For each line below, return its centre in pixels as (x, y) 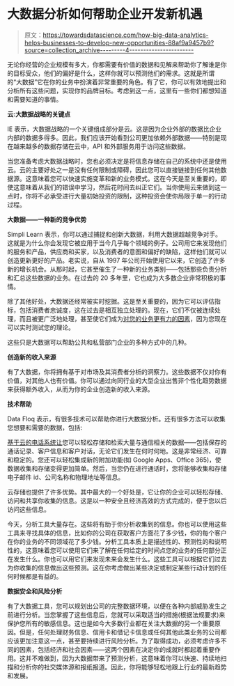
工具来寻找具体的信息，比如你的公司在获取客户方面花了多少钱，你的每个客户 (117, 533)
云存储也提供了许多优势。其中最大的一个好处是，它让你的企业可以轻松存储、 (117, 492)
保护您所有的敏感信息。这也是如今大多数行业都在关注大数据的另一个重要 (111, 623)
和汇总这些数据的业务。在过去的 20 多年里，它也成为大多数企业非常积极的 (114, 278)
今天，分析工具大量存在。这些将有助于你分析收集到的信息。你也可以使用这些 (117, 524)
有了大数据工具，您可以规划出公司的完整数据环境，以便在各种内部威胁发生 (114, 606)
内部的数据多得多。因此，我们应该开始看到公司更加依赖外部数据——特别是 (114, 137)
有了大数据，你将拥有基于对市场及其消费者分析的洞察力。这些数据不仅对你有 (117, 372)
